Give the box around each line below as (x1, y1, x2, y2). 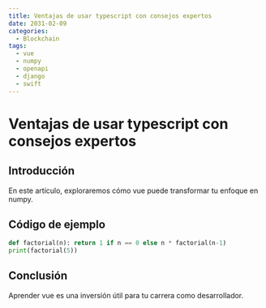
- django (15, 72, 45, 80)
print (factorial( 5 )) (8, 246, 79, 255)
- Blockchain (15, 34, 60, 43)
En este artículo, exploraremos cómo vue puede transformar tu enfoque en (8, 186, 259, 195)
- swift (15, 79, 42, 88)
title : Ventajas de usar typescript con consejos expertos (8, 11, 212, 20)
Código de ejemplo (8, 217, 105, 231)
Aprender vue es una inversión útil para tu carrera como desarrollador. (8, 290, 244, 300)
